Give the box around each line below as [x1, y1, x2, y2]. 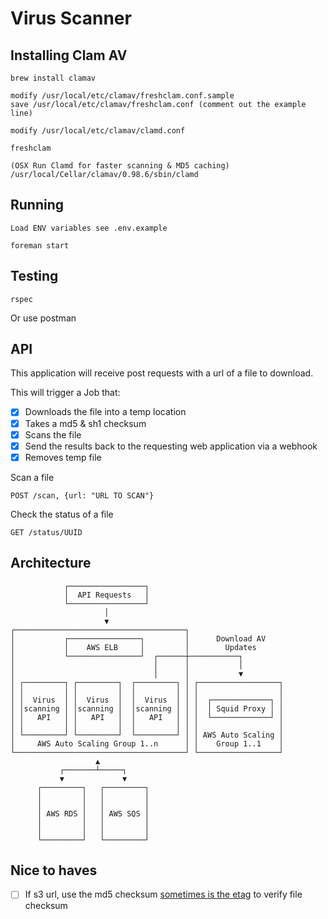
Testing [10, 268, 59, 285]
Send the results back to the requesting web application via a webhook [24, 440, 318, 452]
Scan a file [10, 471, 55, 483]
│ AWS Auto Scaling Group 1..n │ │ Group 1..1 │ [10, 738, 284, 749]
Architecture [10, 555, 92, 572]
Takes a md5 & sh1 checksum [24, 417, 147, 429]
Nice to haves [10, 862, 98, 879]
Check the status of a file [10, 508, 114, 520]
